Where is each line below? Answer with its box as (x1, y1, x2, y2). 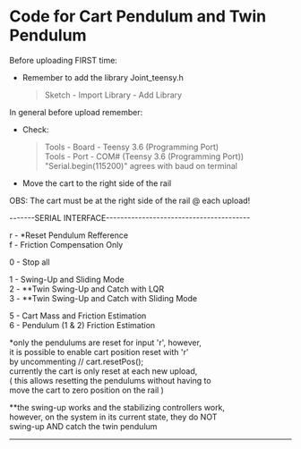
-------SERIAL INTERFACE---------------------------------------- (9, 212, 251, 223)
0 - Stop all (9, 257, 51, 267)
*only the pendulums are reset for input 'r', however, (9, 337, 202, 348)
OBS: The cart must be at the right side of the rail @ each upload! (9, 195, 251, 206)
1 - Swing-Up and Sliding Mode (9, 274, 125, 284)
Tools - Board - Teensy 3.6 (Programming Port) (44, 141, 219, 152)
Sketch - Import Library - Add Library (44, 89, 182, 100)
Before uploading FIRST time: (9, 55, 118, 65)
